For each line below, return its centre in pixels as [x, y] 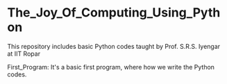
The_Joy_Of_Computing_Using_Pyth [114, 13]
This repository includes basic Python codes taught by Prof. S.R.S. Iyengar [114, 46]
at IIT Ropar [24, 54]
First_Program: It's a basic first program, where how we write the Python [111, 67]
